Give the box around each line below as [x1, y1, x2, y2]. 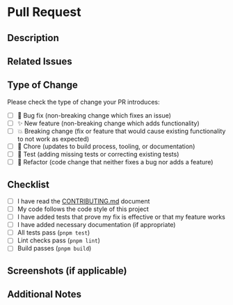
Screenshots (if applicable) [7, 265, 127, 276]
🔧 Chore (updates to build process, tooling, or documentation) [17, 142, 195, 150]
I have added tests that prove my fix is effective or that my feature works [17, 213, 226, 221]
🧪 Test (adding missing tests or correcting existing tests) [17, 150, 179, 159]
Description [7, 32, 59, 44]
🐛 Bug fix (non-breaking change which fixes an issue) [17, 111, 172, 119]
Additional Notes [7, 288, 82, 300]
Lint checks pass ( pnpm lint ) [17, 236, 101, 244]
